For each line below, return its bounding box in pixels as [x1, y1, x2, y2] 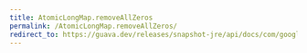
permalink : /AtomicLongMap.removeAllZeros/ [9, 22, 178, 31]
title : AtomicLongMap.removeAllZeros [9, 13, 153, 22]
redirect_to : [9, 30, 59, 39]
